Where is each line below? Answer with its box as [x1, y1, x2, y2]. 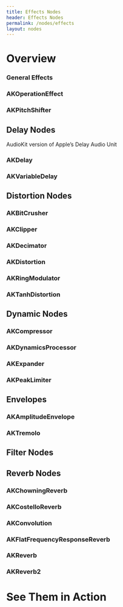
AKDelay [6, 156, 33, 164]
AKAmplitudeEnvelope [6, 413, 75, 421]
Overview [6, 52, 56, 65]
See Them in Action [6, 590, 107, 603]
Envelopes [6, 394, 47, 405]
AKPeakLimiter [6, 376, 52, 384]
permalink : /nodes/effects [6, 20, 75, 26]
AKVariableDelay [6, 172, 58, 181]
